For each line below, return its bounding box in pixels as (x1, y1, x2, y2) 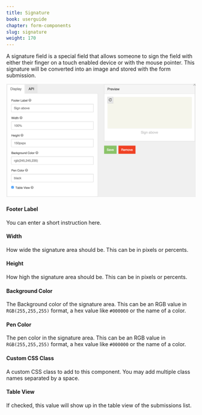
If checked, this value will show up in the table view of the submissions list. (6, 402, 192, 409)
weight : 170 (6, 35, 36, 42)
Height (6, 260, 24, 267)
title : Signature (6, 10, 50, 16)
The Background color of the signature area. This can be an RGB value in (6, 301, 187, 308)
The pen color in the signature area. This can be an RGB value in (6, 334, 166, 341)
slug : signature (6, 29, 47, 35)
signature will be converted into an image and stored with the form (6, 65, 171, 72)
